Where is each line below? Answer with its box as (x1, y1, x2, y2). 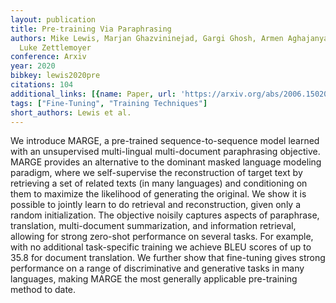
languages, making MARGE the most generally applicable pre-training (10, 273, 298, 285)
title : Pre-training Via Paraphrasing (10, 24, 172, 34)
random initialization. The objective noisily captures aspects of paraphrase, (10, 209, 320, 221)
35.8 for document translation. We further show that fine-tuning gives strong (10, 252, 326, 264)
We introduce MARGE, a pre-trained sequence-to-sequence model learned (10, 135, 320, 147)
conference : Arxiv (10, 52, 87, 62)
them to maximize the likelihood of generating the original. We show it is (10, 188, 307, 200)
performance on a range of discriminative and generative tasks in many (10, 262, 305, 275)
